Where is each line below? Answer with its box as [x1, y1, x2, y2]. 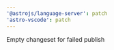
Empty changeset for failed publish [6, 35, 105, 43]
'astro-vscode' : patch [6, 16, 71, 23]
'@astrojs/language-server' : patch [6, 10, 108, 17]
